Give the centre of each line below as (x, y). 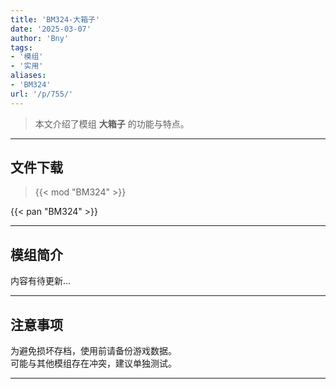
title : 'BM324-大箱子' (55, 19)
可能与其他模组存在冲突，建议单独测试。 (93, 363)
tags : (21, 47)
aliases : (28, 76)
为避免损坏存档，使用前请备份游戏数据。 (93, 351)
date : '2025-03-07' (51, 29)
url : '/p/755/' (42, 94)
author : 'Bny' (40, 38)
